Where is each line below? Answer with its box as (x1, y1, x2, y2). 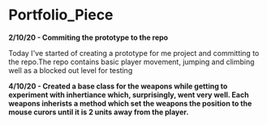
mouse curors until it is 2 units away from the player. (8, 107, 189, 117)
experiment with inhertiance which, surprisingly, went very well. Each (8, 89, 249, 99)
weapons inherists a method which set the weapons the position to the (8, 98, 252, 108)
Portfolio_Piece (8, 6, 114, 24)
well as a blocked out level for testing (8, 65, 133, 75)
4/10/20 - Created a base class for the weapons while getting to (8, 81, 228, 91)
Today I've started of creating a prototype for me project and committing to (8, 48, 260, 58)
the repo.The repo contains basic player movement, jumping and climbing (8, 57, 255, 67)
